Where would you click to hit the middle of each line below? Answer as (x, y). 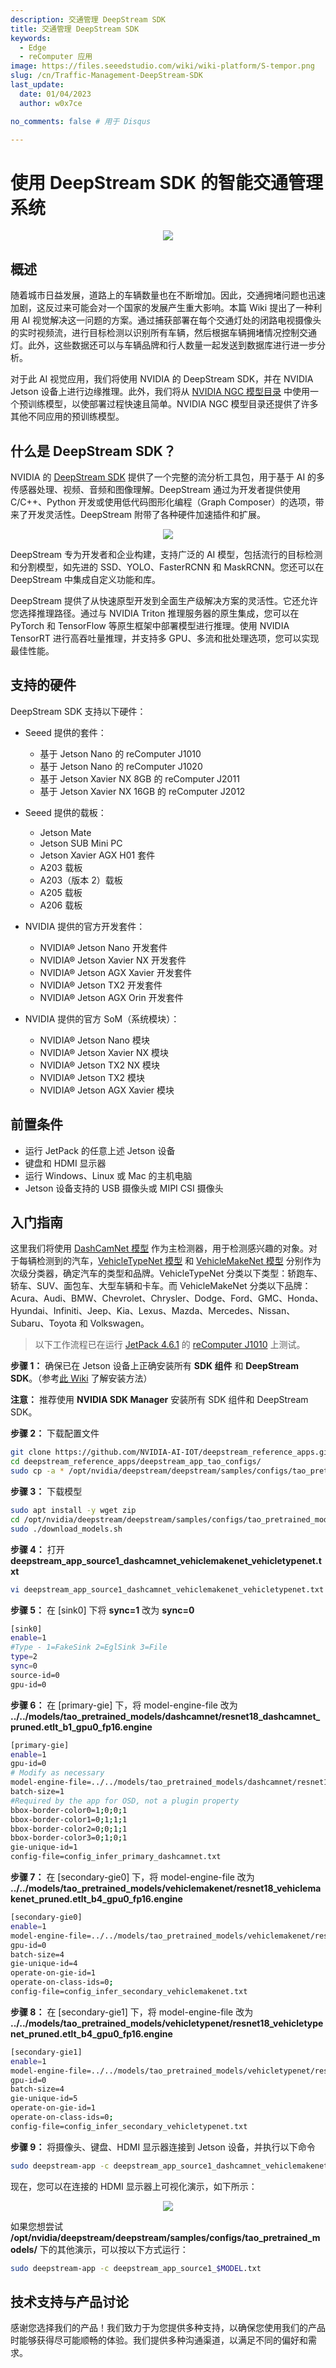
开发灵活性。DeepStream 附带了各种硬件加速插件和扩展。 (146, 514)
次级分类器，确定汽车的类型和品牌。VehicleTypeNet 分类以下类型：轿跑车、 (166, 1273)
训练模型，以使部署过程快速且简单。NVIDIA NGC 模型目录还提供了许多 (173, 404)
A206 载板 (61, 905)
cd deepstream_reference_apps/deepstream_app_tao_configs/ (136, 1462)
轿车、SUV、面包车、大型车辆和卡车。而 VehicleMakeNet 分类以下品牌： (161, 1286)
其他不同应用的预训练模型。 (67, 417)
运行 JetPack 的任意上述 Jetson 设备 (100, 1150)
